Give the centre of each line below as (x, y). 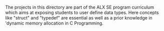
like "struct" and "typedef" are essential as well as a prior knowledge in (79, 18)
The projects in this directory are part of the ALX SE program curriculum (80, 7)
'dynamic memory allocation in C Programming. (54, 23)
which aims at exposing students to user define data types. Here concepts (82, 12)
